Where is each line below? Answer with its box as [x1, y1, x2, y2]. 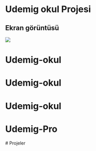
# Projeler [5, 140, 26, 146]
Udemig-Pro [5, 123, 58, 134]
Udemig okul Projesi [5, 4, 91, 15]
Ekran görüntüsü [5, 24, 59, 32]
